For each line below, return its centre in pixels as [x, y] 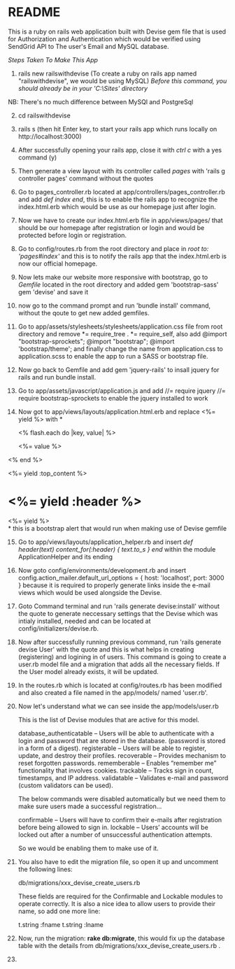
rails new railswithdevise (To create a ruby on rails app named [107, 73]
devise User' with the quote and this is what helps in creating [106, 649]
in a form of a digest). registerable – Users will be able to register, [112, 748]
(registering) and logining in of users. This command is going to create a [122, 656]
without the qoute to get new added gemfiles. [84, 313]
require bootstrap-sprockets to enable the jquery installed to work [113, 398]
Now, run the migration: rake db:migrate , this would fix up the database [121, 938]
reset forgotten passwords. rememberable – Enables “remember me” [117, 763]
